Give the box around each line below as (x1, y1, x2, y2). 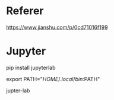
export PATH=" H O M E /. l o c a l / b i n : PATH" (6, 75, 100, 82)
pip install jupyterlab (6, 64, 56, 71)
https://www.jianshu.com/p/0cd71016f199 (6, 24, 108, 31)
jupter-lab (6, 87, 30, 94)
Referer (6, 4, 44, 18)
